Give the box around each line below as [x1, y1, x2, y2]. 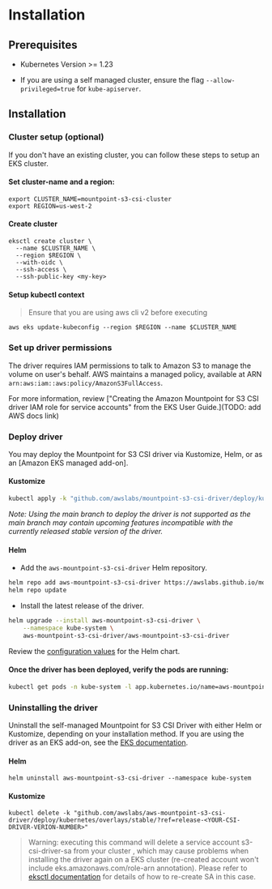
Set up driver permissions [8, 342, 113, 353]
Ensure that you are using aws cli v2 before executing [28, 308, 208, 318]
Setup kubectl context [8, 289, 85, 299]
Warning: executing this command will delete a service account [28, 837, 240, 848]
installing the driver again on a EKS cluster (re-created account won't [28, 855, 259, 865]
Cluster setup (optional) [8, 131, 104, 143]
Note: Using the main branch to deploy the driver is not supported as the [8, 509, 251, 519]
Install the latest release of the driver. [19, 601, 144, 610]
